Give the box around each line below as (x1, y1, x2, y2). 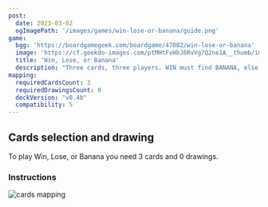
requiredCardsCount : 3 (15, 78, 91, 86)
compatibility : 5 (15, 101, 73, 109)
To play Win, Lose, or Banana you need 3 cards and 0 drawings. (8, 151, 219, 161)
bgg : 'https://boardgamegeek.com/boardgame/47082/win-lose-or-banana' (15, 42, 255, 50)
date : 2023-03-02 (15, 19, 73, 27)
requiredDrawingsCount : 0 (15, 86, 102, 94)
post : (8, 11, 26, 20)
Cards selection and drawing (8, 130, 154, 144)
